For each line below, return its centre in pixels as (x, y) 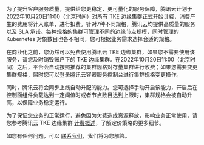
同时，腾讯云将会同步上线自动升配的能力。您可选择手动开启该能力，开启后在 (102, 87)
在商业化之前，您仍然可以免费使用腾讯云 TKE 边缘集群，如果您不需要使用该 (101, 52)
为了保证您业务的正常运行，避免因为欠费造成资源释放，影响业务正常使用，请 (102, 115)
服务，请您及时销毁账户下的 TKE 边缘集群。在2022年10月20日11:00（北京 (98, 60)
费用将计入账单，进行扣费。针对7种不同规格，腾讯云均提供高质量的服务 (106, 24)
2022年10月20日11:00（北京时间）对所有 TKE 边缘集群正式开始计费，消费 (98, 16)
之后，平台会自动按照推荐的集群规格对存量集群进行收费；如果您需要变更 (107, 67)
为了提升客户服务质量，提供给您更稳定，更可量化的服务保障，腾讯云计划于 (99, 9)
